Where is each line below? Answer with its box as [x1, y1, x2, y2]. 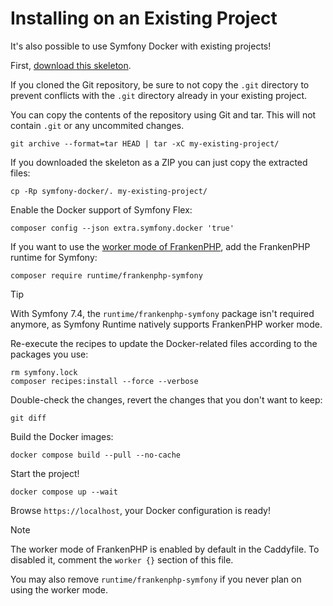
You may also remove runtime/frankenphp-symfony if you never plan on [10, 573, 302, 585]
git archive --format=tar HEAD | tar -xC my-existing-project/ [10, 138, 280, 149]
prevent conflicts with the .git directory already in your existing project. [10, 89, 308, 101]
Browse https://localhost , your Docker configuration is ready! [10, 504, 271, 516]
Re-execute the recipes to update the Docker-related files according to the [10, 337, 318, 349]
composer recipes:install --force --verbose [10, 376, 199, 386]
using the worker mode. [10, 583, 109, 596]
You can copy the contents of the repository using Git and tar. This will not [10, 108, 317, 121]
